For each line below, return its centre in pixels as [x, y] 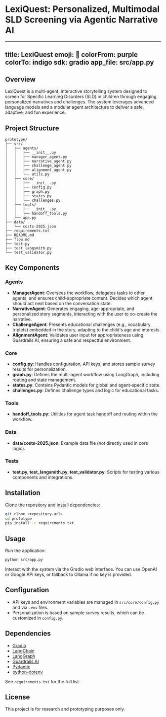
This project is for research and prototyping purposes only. [65, 709]
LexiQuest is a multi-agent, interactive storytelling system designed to [76, 91]
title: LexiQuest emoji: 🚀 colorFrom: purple [72, 55]
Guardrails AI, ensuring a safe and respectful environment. [72, 340]
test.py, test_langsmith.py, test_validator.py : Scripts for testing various [86, 472]
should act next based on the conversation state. [62, 303]
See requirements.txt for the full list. [43, 681]
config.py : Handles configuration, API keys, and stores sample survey [84, 364]
